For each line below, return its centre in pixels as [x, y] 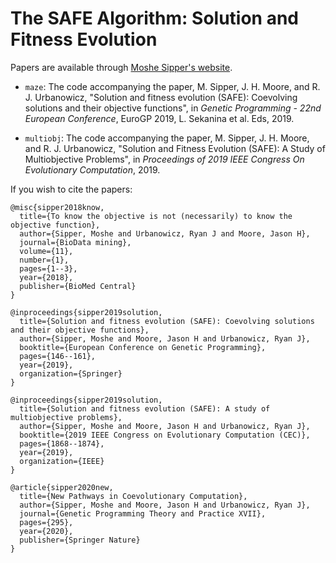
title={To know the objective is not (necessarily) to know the [156, 216]
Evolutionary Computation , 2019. [92, 169]
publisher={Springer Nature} [80, 540]
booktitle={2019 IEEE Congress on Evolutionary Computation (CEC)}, [165, 435]
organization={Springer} [71, 373]
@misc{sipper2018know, [57, 207]
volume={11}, [46, 251]
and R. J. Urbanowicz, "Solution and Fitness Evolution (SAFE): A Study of [175, 148]
